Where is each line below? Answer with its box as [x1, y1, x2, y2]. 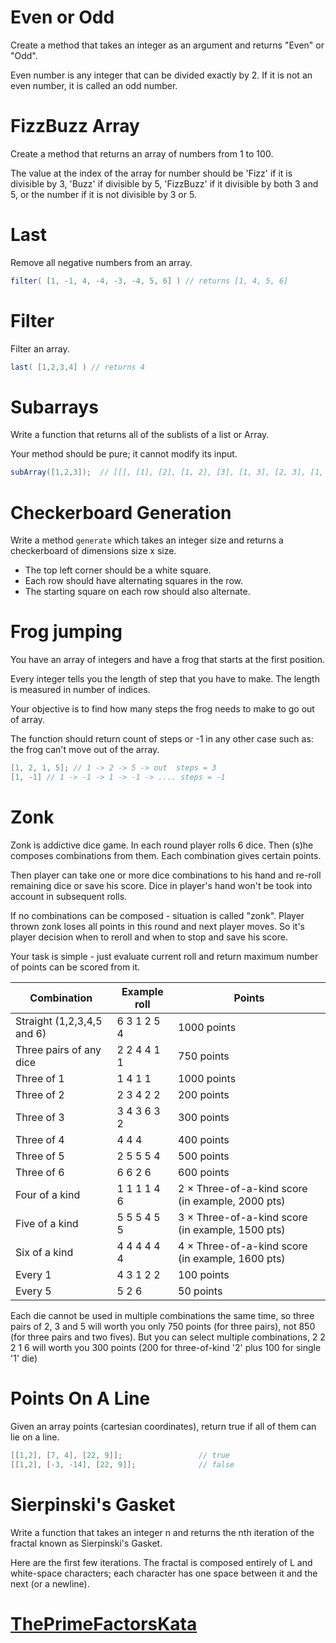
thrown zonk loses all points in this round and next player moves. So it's [10, 920, 305, 932]
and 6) [15, 1026, 47, 1040]
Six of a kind [15, 1245, 74, 1259]
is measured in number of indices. [10, 684, 151, 696]
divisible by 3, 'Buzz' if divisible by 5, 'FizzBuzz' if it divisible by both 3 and [10, 177, 319, 190]
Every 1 [15, 1267, 52, 1281]
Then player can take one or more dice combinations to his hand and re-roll [10, 869, 322, 881]
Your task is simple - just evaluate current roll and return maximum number [10, 950, 319, 962]
